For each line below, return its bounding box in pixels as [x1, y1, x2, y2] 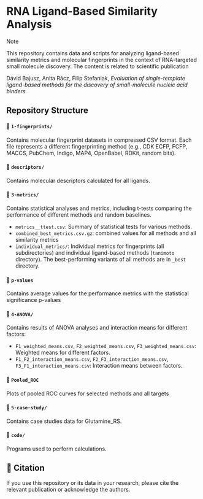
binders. [6, 87, 28, 95]
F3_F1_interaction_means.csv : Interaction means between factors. [15, 362, 183, 369]
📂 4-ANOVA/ [6, 310, 34, 317]
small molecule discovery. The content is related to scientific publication [6, 63, 189, 70]
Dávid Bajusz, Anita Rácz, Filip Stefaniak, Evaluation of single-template [6, 74, 186, 82]
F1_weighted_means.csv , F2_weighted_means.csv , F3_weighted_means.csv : [15, 342, 196, 350]
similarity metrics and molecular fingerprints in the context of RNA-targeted [6, 56, 197, 63]
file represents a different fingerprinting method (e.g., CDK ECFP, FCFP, [6, 142, 188, 150]
